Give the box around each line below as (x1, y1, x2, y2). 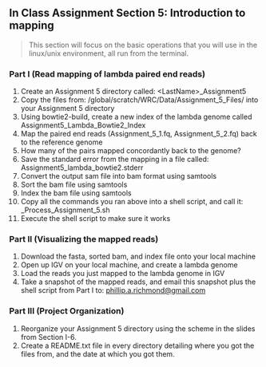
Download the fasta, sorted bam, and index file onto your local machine (20, 251, 256, 262)
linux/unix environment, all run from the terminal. (28, 48, 189, 58)
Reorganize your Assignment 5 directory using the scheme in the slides (20, 323, 256, 333)
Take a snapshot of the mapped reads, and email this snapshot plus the (20, 277, 256, 286)
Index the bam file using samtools (20, 188, 133, 198)
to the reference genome (20, 137, 103, 147)
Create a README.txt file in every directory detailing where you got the (20, 341, 255, 350)
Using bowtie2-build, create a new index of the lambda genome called (20, 112, 252, 122)
